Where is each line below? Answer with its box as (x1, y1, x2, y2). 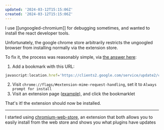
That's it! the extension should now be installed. (5, 100, 102, 106)
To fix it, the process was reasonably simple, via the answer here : (5, 54, 137, 60)
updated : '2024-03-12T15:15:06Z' (5, 7, 73, 12)
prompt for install (12, 87, 52, 92)
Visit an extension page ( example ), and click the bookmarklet (12, 91, 135, 97)
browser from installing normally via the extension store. (5, 45, 118, 50)
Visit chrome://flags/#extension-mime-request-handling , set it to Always (12, 81, 157, 87)
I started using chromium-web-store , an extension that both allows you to (5, 114, 153, 120)
